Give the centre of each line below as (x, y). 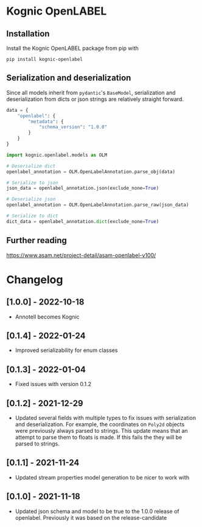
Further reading (37, 240)
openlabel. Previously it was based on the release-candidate (91, 517)
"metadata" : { (46, 122)
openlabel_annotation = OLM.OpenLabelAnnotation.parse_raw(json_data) (98, 205)
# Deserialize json (31, 199)
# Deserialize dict (31, 166)
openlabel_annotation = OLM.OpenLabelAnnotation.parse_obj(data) (91, 171)
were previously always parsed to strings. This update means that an (101, 431)
